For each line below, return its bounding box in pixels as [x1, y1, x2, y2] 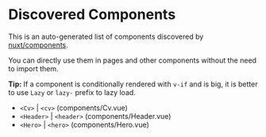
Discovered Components [8, 6, 176, 24]
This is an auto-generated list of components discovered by [8, 32, 204, 41]
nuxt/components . [8, 40, 69, 49]
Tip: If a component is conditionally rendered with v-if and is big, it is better [8, 79, 258, 89]
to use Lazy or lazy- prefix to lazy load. [8, 87, 137, 97]
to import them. [8, 63, 59, 73]
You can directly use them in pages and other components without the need [8, 55, 256, 65]
